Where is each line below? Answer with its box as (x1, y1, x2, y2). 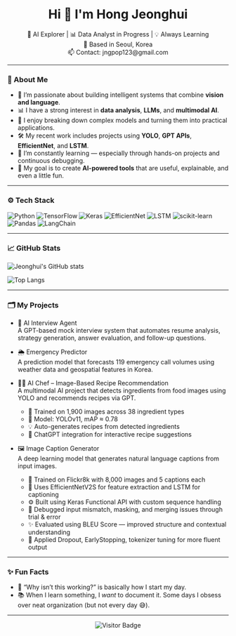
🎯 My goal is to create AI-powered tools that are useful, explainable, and (17, 164, 229, 173)
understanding (27, 528, 71, 536)
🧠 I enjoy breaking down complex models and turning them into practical (17, 116, 228, 125)
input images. (17, 462, 58, 470)
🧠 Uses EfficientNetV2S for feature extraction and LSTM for (27, 483, 201, 491)
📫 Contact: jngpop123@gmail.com (67, 48, 169, 56)
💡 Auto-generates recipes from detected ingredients (27, 423, 181, 431)
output (27, 543, 48, 552)
